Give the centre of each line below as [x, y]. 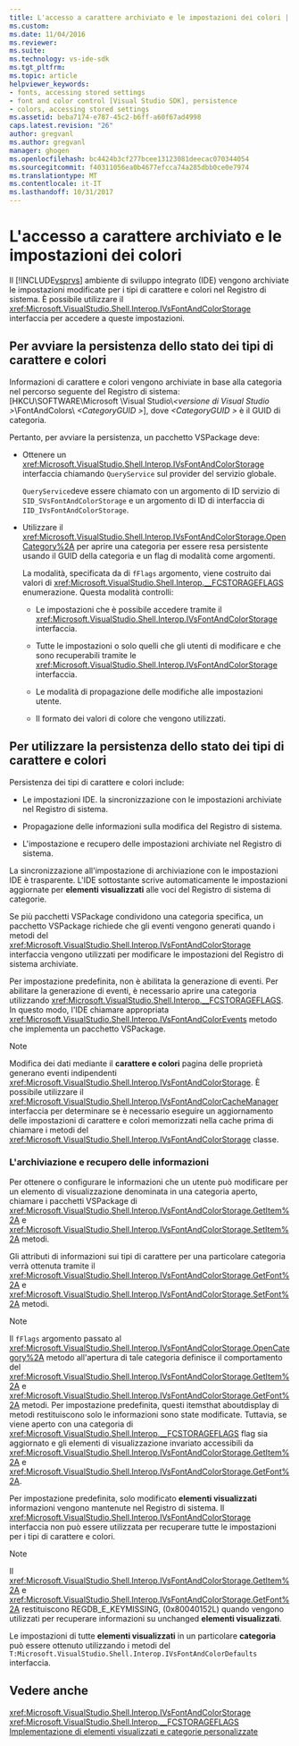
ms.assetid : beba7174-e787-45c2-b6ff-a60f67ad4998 [105, 117]
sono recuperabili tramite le [86, 655]
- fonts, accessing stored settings [77, 92]
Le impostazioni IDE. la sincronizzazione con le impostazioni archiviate [152, 799]
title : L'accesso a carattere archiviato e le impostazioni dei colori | [149, 17]
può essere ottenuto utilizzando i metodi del [90, 1645]
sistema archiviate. [44, 963]
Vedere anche [49, 1691]
